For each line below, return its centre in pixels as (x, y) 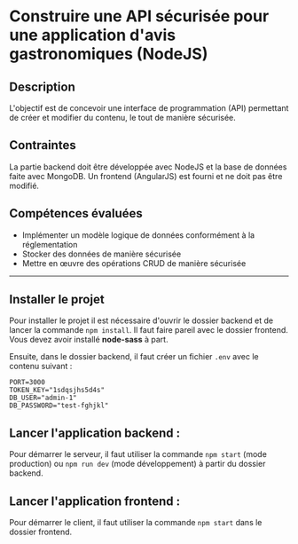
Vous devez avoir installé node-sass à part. (89, 340)
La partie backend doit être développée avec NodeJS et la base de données (148, 167)
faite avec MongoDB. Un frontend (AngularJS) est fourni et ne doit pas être (146, 176)
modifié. (24, 185)
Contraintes (43, 145)
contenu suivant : (41, 367)
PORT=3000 (27, 382)
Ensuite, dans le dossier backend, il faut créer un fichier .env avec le (134, 357)
